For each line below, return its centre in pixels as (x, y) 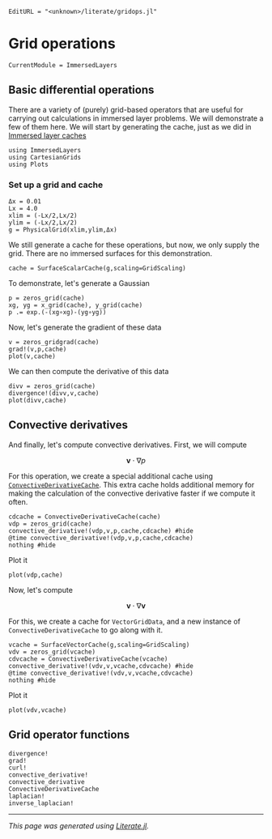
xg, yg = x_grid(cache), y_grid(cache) (76, 305)
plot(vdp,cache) (36, 575)
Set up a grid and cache (56, 185)
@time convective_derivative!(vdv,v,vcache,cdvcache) (101, 673)
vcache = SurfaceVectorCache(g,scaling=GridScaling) (99, 645)
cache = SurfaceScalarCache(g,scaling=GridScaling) (97, 268)
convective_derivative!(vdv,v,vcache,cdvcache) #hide (101, 666)
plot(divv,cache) (38, 401)
